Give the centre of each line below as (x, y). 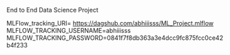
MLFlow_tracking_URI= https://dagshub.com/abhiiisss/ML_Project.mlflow (110, 23)
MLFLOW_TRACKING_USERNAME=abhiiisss (69, 31)
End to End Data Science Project (52, 10)
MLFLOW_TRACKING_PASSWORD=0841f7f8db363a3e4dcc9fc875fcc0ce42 (115, 38)
